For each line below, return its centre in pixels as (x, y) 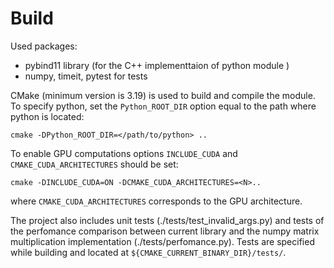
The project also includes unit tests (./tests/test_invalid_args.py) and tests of (167, 220)
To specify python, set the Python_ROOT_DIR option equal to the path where (163, 106)
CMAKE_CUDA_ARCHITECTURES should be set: (94, 164)
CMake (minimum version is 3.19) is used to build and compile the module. (163, 95)
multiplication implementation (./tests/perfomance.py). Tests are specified (162, 241)
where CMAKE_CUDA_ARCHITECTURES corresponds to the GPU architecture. (156, 201)
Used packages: (44, 46)
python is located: (47, 116)
